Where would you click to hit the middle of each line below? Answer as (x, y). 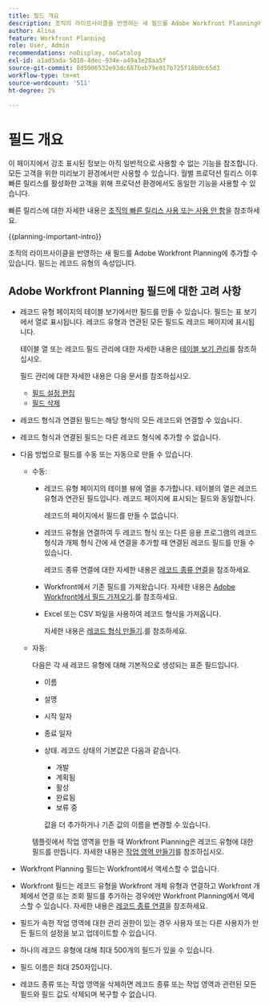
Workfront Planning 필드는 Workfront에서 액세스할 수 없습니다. (119, 869)
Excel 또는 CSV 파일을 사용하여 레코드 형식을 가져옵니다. (132, 614)
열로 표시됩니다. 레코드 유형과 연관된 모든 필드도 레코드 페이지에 (134, 322)
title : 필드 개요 (34, 16)
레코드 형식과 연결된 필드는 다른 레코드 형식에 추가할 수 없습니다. (120, 438)
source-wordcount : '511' (50, 83)
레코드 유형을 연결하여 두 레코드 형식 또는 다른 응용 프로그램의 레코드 (151, 533)
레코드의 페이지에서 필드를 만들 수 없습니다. (111, 515)
